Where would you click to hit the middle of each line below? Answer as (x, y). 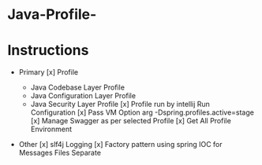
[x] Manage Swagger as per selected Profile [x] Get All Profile (131, 121)
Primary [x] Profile (49, 72)
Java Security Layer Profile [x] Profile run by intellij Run (120, 104)
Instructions (48, 51)
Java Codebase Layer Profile (78, 87)
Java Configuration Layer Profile (83, 96)
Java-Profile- (52, 15)
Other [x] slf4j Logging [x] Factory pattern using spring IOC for (120, 145)
